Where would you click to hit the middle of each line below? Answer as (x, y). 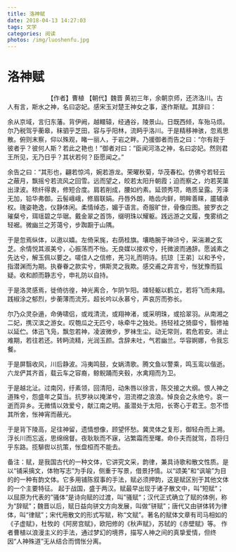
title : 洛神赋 (26, 14)
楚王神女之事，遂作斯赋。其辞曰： (167, 107)
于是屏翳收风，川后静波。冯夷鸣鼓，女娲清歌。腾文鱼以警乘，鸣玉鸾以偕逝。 (118, 364)
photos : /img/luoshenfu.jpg (48, 40)
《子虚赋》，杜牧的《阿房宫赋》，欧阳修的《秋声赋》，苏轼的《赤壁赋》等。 (113, 524)
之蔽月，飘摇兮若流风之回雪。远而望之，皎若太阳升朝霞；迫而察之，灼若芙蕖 (118, 181)
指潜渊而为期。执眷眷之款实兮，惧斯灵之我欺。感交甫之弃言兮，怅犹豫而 (112, 266)
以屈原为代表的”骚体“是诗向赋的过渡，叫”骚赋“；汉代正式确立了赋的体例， (114, 497)
